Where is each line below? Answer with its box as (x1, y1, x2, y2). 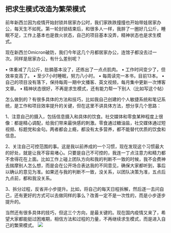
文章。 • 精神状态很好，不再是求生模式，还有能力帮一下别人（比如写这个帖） (5, 85, 166, 92)
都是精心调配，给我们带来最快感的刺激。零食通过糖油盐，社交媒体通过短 (14, 120, 166, 126)
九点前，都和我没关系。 (5, 175, 54, 181)
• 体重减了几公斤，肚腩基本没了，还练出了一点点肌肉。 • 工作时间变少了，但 (5, 66, 166, 72)
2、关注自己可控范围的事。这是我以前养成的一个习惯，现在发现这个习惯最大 (5, 143, 164, 149)
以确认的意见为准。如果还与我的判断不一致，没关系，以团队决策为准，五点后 (5, 168, 166, 174)
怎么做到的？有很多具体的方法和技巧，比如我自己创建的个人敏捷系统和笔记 (5, 96, 161, 102)
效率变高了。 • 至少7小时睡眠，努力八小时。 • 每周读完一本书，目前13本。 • (5, 73, 164, 79)
